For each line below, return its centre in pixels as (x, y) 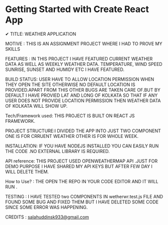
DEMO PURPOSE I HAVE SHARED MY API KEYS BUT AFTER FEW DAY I (79, 166)
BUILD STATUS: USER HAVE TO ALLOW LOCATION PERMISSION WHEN (80, 79)
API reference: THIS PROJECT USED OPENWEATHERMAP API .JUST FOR (81, 161)
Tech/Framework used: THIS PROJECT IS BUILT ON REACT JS (70, 116)
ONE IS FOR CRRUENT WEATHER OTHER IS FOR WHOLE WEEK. (72, 136)
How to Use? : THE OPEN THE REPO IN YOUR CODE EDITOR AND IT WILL (82, 181)
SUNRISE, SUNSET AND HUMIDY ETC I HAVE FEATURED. (65, 69)
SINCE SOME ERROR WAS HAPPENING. (47, 207)
